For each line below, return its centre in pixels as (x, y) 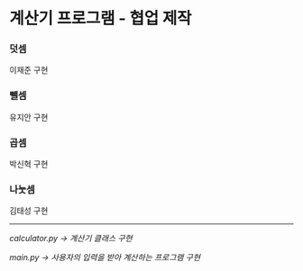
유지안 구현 (29, 117)
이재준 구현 (29, 70)
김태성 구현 (29, 211)
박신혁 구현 (29, 164)
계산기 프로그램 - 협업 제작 (101, 18)
